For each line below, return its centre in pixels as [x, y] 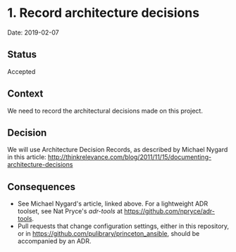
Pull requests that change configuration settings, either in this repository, [123, 226]
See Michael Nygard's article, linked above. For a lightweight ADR [113, 204]
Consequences [42, 187]
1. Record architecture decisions [103, 13]
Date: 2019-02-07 [33, 32]
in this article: [27, 157]
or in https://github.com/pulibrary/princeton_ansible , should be [108, 234]
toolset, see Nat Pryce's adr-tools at [70, 211]
